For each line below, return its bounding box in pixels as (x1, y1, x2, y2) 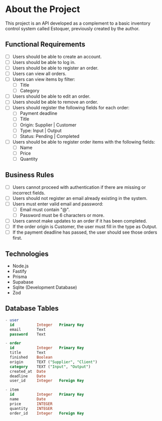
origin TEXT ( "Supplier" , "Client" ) (10, 359, 98, 365)
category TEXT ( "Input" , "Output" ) (10, 364, 91, 369)
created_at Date (10, 369, 46, 374)
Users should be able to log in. (12, 59, 76, 65)
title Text (10, 350, 46, 356)
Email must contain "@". (20, 206, 70, 213)
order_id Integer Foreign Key (10, 410, 84, 416)
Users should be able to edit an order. (12, 93, 91, 99)
